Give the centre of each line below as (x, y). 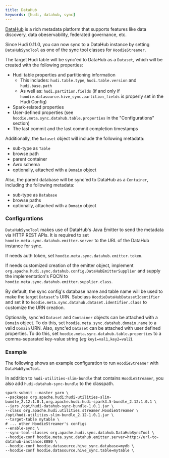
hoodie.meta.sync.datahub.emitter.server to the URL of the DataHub (77, 240)
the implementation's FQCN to (37, 276)
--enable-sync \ (22, 429)
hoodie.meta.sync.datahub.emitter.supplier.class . (59, 281)
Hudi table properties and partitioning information (64, 74)
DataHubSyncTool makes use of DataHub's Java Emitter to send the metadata (84, 230)
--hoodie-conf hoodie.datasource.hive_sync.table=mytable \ (70, 451)
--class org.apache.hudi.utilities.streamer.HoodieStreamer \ (72, 411)
